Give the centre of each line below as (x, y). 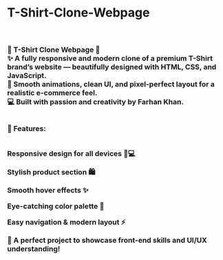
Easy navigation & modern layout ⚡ (66, 222)
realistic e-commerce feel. (52, 92)
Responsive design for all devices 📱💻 (71, 153)
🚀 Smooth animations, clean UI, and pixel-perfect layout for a (111, 84)
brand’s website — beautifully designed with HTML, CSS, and (112, 67)
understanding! (34, 249)
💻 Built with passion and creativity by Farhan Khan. (96, 101)
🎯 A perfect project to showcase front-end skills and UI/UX (107, 241)
